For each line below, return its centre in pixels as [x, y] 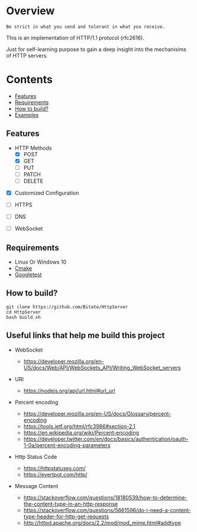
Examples [27, 115]
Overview [30, 11]
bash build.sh [24, 317]
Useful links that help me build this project [85, 336]
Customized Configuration [47, 193]
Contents [30, 80]
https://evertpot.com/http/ [55, 474]
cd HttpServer [24, 312]
